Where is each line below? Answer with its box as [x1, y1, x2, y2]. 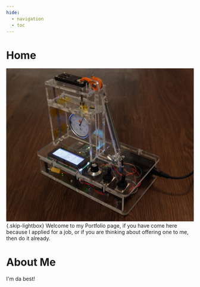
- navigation [11, 15, 44, 22]
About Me [6, 256, 56, 269]
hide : [6, 10, 20, 15]
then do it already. [6, 235, 51, 242]
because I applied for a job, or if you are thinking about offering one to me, [6, 228, 189, 235]
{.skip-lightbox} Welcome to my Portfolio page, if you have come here [6, 222, 177, 229]
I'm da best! [6, 275, 36, 282]
